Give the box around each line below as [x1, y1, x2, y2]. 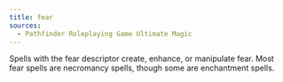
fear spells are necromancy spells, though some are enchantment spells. [9, 63, 275, 73]
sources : [9, 21, 42, 30]
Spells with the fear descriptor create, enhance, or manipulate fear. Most [9, 54, 275, 64]
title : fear [9, 12, 53, 22]
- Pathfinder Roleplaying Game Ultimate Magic [17, 29, 193, 38]
